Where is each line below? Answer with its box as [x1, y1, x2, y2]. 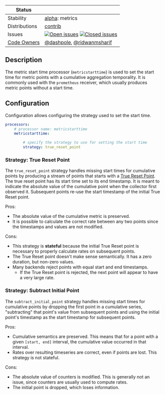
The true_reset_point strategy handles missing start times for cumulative [5, 168, 156, 174]
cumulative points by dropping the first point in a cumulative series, [5, 304, 143, 310]
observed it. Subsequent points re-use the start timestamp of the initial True [5, 189, 160, 195]
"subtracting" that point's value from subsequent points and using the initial [5, 309, 160, 315]
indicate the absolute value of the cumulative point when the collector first [5, 184, 157, 190]
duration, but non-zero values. [12, 259, 75, 265]
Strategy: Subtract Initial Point [5, 287, 79, 294]
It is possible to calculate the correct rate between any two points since [12, 218, 159, 225]
